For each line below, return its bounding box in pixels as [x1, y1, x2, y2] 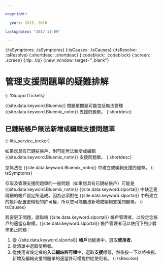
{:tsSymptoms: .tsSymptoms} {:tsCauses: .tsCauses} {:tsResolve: [5, 47, 137, 53]
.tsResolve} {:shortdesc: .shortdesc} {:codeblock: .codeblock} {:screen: [5, 52, 150, 58]
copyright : [5, 11, 28, 16]
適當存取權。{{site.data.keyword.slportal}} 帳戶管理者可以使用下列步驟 [13, 220, 157, 226]
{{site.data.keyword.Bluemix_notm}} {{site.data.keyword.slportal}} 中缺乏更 [5, 186, 158, 192]
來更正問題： [5, 227, 31, 233]
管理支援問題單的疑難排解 [5, 76, 109, 87]
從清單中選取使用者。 [12, 243, 56, 249]
